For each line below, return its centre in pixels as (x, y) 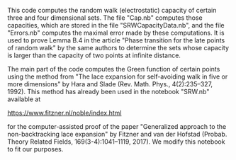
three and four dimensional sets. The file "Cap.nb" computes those (105, 18)
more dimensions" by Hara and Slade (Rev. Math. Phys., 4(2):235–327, (110, 84)
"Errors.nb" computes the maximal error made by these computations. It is (116, 33)
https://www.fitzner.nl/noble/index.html (64, 113)
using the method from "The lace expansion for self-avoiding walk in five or (118, 76)
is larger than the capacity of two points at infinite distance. (94, 55)
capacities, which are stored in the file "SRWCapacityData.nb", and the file (116, 25)
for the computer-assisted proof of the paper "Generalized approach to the (117, 126)
